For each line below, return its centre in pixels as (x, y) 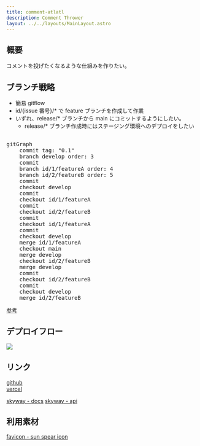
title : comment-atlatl (35, 12)
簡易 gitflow (30, 103)
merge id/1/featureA (50, 242)
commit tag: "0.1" (47, 150)
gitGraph (19, 144)
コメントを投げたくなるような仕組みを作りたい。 (68, 66)
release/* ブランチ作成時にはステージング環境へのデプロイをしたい (109, 126)
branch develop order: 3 (56, 156)
